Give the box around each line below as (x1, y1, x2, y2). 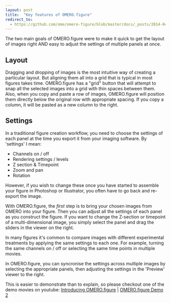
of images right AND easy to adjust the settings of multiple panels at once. (5, 41, 161, 47)
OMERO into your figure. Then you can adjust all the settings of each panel (5, 208, 162, 214)
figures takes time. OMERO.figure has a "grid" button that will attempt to (5, 80, 156, 87)
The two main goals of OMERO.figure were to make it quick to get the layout (5, 36, 164, 42)
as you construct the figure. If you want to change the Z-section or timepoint (5, 213, 166, 219)
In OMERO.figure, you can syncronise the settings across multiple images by (5, 260, 166, 266)
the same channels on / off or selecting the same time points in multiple (5, 245, 155, 251)
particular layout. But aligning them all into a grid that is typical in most (5, 75, 153, 81)
